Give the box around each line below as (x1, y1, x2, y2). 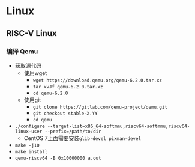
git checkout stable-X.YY (32, 110, 98, 117)
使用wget (23, 69, 47, 76)
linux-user (14, 128, 43, 135)
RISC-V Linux (6, 28, 57, 38)
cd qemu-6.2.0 (32, 90, 68, 96)
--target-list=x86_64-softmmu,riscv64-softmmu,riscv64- (47, 123, 190, 129)
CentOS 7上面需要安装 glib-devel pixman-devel (23, 134, 142, 142)
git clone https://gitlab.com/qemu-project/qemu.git (32, 104, 168, 110)
